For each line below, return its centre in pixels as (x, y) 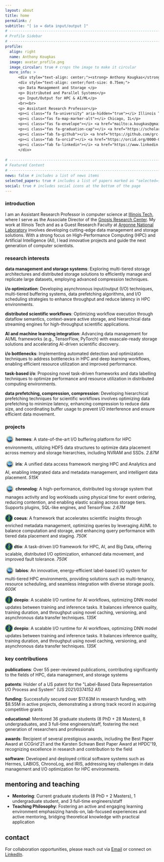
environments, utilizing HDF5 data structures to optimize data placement (78, 447)
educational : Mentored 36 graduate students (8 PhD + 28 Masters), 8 (75, 719)
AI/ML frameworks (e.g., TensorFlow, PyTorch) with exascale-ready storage (81, 339)
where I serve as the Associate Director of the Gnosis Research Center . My (80, 219)
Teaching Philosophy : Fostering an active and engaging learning (77, 806)
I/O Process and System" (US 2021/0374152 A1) (53, 689)
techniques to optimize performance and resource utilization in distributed (80, 378)
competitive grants (24, 709)
